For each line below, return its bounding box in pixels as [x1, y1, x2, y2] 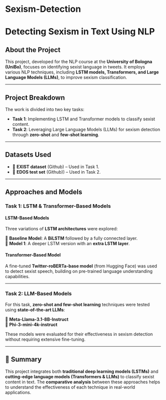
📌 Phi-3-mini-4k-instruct [5, 322, 58, 327]
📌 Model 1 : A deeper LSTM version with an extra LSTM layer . [5, 241, 130, 247]
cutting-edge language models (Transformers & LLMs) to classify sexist [5, 373, 155, 379]
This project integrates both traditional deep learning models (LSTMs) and [5, 368, 159, 374]
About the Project [5, 45, 61, 54]
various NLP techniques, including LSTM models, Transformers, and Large [5, 69, 159, 75]
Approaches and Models [5, 188, 83, 196]
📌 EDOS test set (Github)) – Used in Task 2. [12, 169, 101, 175]
